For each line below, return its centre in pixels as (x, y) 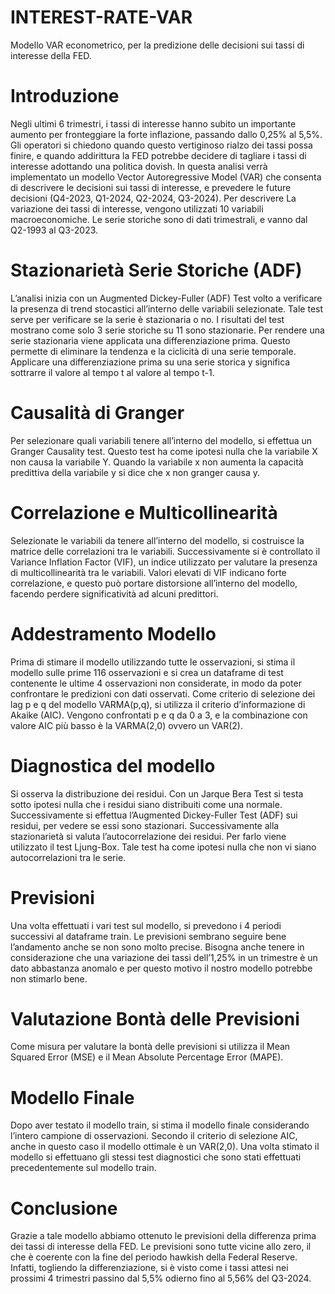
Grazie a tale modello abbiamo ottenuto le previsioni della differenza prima (163, 1236)
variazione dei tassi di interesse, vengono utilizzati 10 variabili (137, 208)
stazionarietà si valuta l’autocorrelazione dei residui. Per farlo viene (148, 836)
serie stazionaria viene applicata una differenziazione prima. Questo (150, 340)
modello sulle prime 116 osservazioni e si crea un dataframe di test (147, 672)
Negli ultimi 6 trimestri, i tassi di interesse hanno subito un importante (153, 123)
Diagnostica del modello (113, 765)
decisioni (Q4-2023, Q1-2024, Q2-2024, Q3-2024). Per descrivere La (153, 198)
